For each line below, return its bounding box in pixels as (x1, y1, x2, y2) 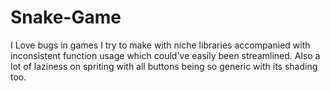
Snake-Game (10, 6, 122, 29)
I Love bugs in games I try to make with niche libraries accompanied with (10, 39, 311, 51)
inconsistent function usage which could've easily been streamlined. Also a (10, 49, 321, 61)
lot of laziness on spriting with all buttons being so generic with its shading (10, 60, 318, 72)
